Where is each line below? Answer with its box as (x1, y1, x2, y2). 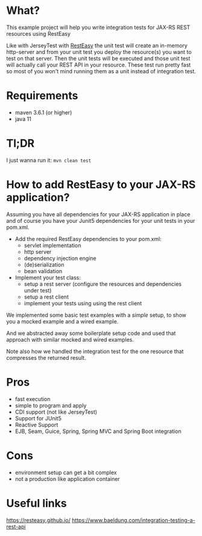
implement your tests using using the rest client (24, 299, 142, 306)
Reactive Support (14, 421, 58, 428)
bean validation (24, 267, 63, 274)
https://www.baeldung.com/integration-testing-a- (71, 516, 195, 524)
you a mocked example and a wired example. (6, 317, 119, 325)
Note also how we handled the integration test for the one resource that (6, 348, 184, 355)
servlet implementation (24, 242, 81, 249)
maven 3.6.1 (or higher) (14, 108, 72, 116)
